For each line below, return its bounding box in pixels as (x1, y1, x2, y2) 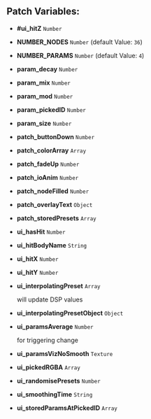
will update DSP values (16, 295, 83, 304)
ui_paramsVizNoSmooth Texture (16, 349, 113, 357)
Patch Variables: (6, 6, 80, 17)
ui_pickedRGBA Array (16, 363, 81, 371)
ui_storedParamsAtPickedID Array (16, 404, 118, 412)
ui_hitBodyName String (16, 241, 87, 249)
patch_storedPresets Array (16, 213, 96, 222)
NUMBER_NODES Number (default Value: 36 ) (16, 38, 143, 46)
